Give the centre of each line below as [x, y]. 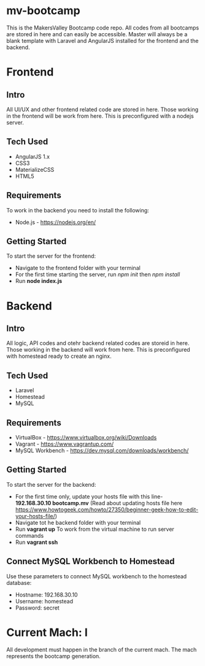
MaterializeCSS [35, 169]
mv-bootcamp [44, 11]
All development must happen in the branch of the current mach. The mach [102, 649]
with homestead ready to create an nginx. [59, 356]
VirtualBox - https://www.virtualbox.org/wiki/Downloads [86, 437]
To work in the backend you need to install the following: [78, 210]
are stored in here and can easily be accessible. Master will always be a [97, 34]
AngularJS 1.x [33, 157]
